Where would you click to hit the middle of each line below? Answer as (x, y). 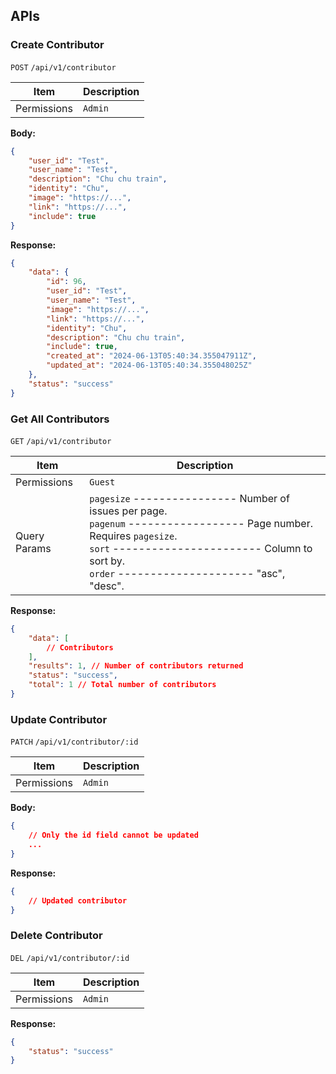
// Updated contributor (78, 900)
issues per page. (128, 511)
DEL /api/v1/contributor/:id (70, 958)
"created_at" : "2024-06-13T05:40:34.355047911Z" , (151, 356)
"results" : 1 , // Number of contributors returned (136, 666)
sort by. (107, 561)
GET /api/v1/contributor (61, 441)
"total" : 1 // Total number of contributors (122, 685)
